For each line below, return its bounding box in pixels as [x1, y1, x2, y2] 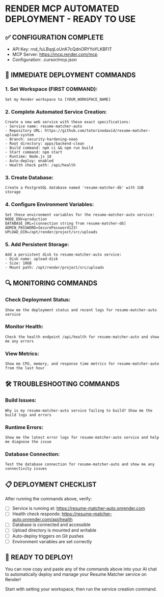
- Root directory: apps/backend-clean [5, 141, 84, 146]
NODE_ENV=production [5, 217, 48, 222]
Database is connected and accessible [12, 522, 91, 528]
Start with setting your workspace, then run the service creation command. [5, 586, 157, 592]
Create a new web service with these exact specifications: [5, 119, 131, 124]
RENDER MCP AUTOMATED [5, 3, 119, 14]
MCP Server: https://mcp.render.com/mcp [12, 51, 98, 57]
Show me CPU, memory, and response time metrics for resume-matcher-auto [5, 361, 160, 367]
